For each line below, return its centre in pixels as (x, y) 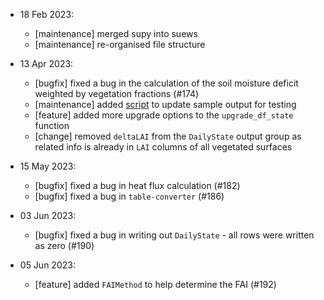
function (52, 125)
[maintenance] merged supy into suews (116, 33)
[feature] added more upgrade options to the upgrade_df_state (164, 115)
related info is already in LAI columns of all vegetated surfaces (163, 147)
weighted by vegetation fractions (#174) (117, 93)
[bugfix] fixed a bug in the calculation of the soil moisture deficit (166, 83)
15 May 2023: (48, 166)
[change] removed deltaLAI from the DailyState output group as (168, 136)
